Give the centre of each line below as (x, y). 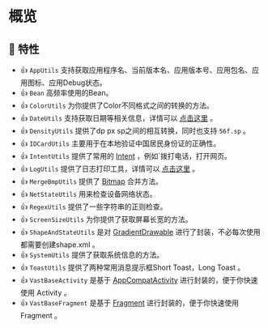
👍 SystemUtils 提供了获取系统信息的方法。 (92, 255)
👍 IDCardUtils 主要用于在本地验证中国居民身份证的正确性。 (120, 143)
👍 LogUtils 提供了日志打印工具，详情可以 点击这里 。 (110, 168)
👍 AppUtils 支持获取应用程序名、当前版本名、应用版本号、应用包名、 (136, 70)
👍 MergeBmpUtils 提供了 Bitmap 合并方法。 (91, 181)
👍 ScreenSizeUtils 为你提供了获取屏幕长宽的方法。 (106, 219)
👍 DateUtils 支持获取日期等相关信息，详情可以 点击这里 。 (118, 118)
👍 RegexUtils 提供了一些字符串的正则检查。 (94, 207)
